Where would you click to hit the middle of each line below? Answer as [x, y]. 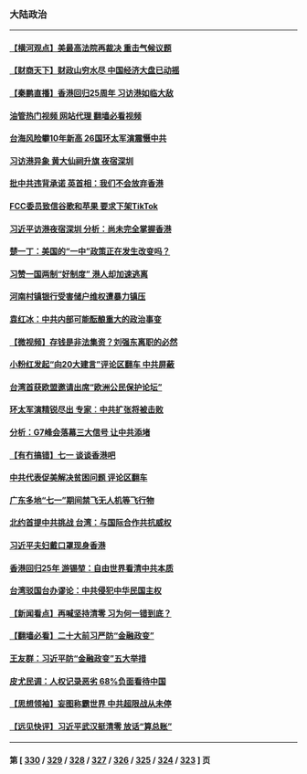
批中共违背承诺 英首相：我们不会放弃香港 [87, 184]
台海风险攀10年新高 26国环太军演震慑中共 [88, 138]
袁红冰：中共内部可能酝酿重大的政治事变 [85, 319]
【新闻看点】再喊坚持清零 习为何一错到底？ [90, 613]
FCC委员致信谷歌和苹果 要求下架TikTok [84, 207]
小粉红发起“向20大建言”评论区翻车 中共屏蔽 [92, 365]
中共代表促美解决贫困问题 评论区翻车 [79, 478]
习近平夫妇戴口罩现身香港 [58, 545]
